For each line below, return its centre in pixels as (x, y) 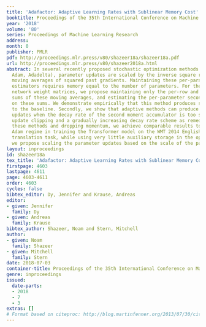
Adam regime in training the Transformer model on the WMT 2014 (96, 132)
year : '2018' (23, 23)
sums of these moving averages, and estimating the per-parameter (98, 98)
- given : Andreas (29, 217)
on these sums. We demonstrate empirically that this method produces (104, 103)
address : (17, 40)
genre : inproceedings (34, 275)
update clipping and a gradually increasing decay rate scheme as (98, 120)
